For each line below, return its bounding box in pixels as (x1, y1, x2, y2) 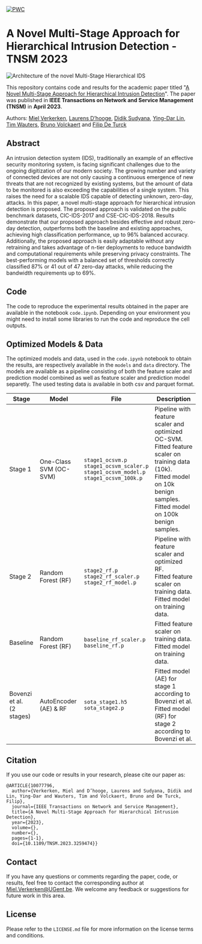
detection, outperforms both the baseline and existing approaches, (17, 224, 182, 231)
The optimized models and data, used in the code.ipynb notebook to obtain (6, 355, 192, 362)
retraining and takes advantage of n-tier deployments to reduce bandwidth (6, 243, 191, 251)
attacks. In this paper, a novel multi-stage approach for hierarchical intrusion (6, 199, 195, 206)
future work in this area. (6, 892, 66, 899)
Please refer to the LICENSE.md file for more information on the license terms (6, 925, 194, 933)
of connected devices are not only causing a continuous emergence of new (6, 173, 194, 180)
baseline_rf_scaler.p (84, 636, 146, 643)
